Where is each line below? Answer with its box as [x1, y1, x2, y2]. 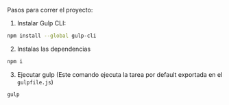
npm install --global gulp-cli [7, 32, 97, 39]
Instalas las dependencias [16, 45, 91, 53]
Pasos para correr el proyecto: [7, 6, 93, 14]
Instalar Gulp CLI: [16, 19, 67, 27]
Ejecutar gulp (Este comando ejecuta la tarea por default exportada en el [16, 70, 223, 78]
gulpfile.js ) [16, 78, 53, 86]
